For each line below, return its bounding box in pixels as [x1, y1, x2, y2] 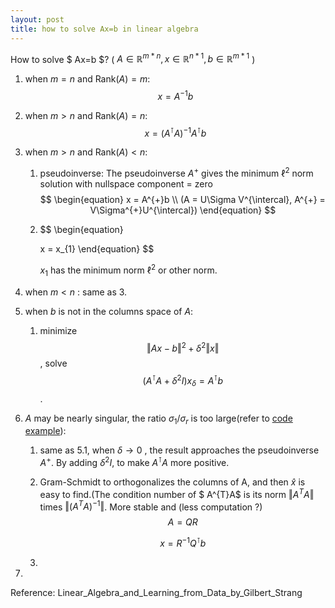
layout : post [10, 14, 65, 25]
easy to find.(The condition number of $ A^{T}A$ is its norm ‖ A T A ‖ [39, 487, 315, 500]
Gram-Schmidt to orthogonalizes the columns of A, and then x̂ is [39, 476, 306, 488]
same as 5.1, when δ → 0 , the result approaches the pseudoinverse [39, 444, 320, 456]
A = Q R [167, 516, 198, 528]
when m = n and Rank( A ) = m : [24, 73, 151, 85]
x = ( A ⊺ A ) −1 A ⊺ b [144, 125, 207, 139]
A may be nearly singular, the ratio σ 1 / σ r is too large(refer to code [24, 412, 293, 426]
